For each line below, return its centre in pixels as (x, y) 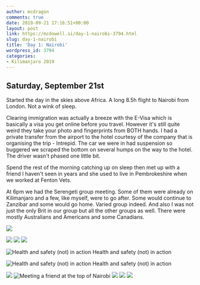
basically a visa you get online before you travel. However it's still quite (93, 124)
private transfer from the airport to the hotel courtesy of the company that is (99, 137)
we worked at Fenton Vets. (39, 180)
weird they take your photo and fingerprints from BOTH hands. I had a (92, 131)
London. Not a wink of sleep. (42, 106)
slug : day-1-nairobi (32, 39)
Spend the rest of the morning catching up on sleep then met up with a (93, 168)
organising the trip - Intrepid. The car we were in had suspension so (89, 143)
